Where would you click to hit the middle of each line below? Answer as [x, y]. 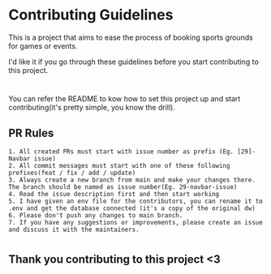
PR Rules [31, 133]
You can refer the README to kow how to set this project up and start [125, 99]
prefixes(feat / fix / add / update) [72, 173]
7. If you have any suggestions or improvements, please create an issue [136, 222]
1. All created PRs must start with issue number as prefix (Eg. [121, 152]
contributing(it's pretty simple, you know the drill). [92, 108]
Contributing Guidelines [91, 15]
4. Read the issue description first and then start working [114, 194]
